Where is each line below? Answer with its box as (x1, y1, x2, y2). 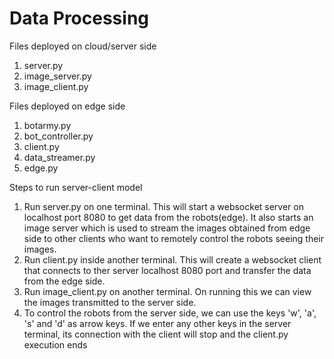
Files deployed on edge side (9, 100, 126, 112)
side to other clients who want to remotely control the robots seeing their (23, 232, 325, 244)
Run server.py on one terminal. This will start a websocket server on (23, 200, 304, 212)
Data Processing (9, 7, 150, 30)
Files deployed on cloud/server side (9, 40, 157, 52)
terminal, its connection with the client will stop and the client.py (23, 328, 289, 340)
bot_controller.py (23, 130, 94, 142)
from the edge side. (23, 275, 106, 287)
